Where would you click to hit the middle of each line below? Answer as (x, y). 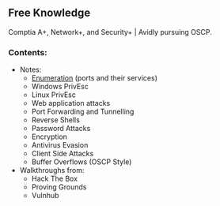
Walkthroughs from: (52, 170)
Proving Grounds (59, 187)
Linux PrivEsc (54, 95)
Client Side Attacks (63, 154)
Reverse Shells (56, 120)
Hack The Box (54, 179)
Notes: (30, 69)
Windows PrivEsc (60, 87)
